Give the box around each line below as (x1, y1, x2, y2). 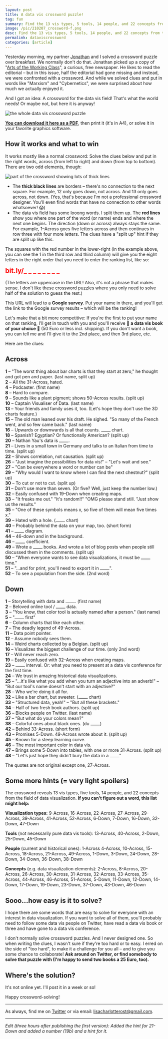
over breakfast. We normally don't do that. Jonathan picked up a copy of (5, 59, 155, 65)
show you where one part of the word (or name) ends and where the (12, 215, 154, 221)
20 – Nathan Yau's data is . (5, 437, 70, 443)
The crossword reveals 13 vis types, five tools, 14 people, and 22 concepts (5, 790, 159, 796)
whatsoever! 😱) (12, 204, 46, 210)
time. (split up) (5, 448, 35, 454)
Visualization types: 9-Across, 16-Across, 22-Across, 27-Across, (5, 810, 140, 816)
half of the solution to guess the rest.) (5, 290, 82, 296)
